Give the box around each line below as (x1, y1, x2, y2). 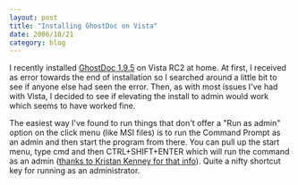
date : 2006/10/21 (9, 29, 74, 38)
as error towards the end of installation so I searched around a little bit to (9, 72, 277, 83)
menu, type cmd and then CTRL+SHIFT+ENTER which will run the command (9, 147, 290, 157)
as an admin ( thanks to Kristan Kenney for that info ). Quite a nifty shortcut (9, 156, 281, 166)
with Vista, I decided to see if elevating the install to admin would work (9, 91, 269, 102)
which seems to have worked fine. (9, 100, 136, 112)
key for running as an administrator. (9, 165, 140, 176)
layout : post (9, 13, 58, 22)
